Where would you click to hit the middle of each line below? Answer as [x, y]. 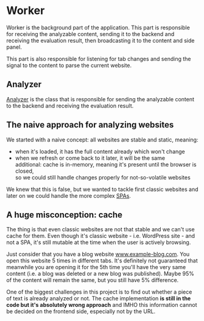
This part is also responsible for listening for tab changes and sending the [99, 59]
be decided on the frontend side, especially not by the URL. [81, 311]
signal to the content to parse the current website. [69, 65]
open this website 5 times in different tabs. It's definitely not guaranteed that [102, 261]
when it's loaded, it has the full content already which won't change [100, 151]
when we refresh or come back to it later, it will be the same [90, 158]
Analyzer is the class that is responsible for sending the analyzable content [100, 99]
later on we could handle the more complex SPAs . [69, 195]
